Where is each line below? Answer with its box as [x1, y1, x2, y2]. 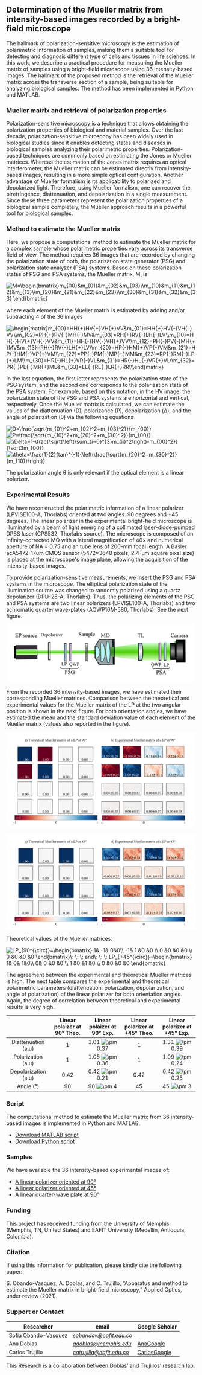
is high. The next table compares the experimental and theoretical [6, 978, 170, 985]
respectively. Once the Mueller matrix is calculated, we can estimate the [6, 401, 185, 408]
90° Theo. [55, 1030, 81, 1037]
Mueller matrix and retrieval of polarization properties [6, 106, 167, 114]
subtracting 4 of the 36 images [6, 313, 83, 321]
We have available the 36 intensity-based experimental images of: [6, 1167, 170, 1174]
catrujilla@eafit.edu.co [72, 1348, 129, 1356]
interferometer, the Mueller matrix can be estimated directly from [6, 165, 167, 172]
